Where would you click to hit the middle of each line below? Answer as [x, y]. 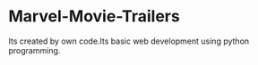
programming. [34, 50]
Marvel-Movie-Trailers [94, 16]
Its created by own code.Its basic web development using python [129, 41]
